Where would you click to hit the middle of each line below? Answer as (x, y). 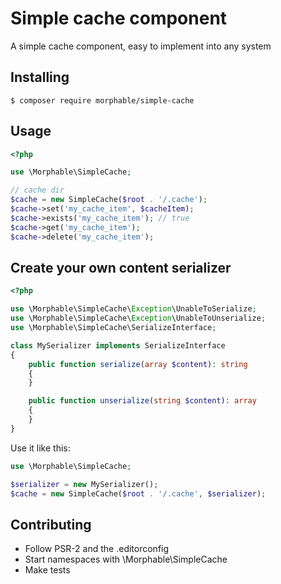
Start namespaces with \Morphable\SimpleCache (126, 559)
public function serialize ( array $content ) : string (138, 364)
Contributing (51, 524)
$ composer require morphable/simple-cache (102, 100)
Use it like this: (40, 448)
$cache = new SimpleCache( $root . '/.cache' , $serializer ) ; (138, 493)
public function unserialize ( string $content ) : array (142, 401)
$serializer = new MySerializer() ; (84, 484)
